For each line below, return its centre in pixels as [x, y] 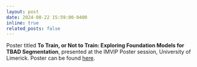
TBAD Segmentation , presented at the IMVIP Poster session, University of [98, 52]
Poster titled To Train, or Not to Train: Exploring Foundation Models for [95, 45]
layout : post [23, 12]
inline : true [23, 23]
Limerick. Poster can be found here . [51, 58]
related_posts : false [33, 28]
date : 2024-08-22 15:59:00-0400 [47, 17]
